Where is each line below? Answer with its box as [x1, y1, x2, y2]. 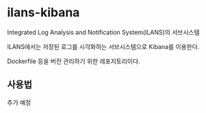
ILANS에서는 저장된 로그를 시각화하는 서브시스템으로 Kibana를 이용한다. [7, 42, 200, 50]
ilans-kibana [7, 5, 80, 20]
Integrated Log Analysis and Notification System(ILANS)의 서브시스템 [7, 28, 200, 36]
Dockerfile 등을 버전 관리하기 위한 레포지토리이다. [7, 56, 140, 65]
